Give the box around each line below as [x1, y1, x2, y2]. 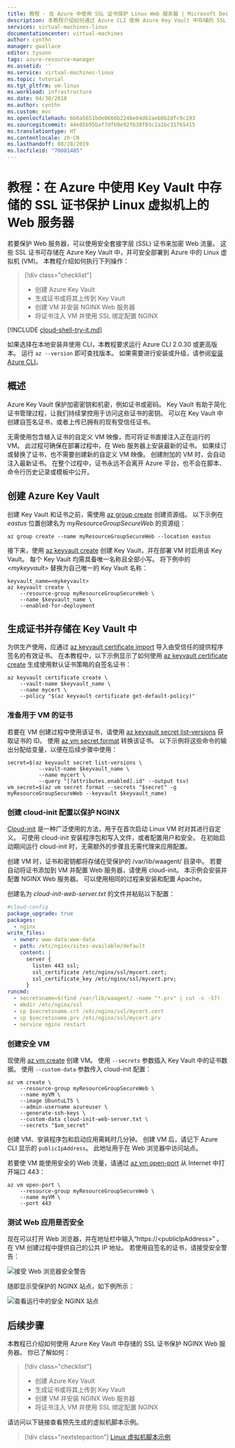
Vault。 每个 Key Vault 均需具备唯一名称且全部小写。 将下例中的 [7, 555, 191, 563]
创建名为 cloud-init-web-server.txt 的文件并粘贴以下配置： [7, 889, 176, 898]
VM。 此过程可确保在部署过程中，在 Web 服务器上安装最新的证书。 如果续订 [7, 441, 227, 450]
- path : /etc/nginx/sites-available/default [13, 943, 145, 950]
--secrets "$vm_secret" [20, 1122, 90, 1129]
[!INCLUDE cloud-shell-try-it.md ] [7, 326, 103, 334]
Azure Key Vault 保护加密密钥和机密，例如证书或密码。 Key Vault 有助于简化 [7, 400, 227, 408]
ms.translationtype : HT [7, 128, 77, 135]
